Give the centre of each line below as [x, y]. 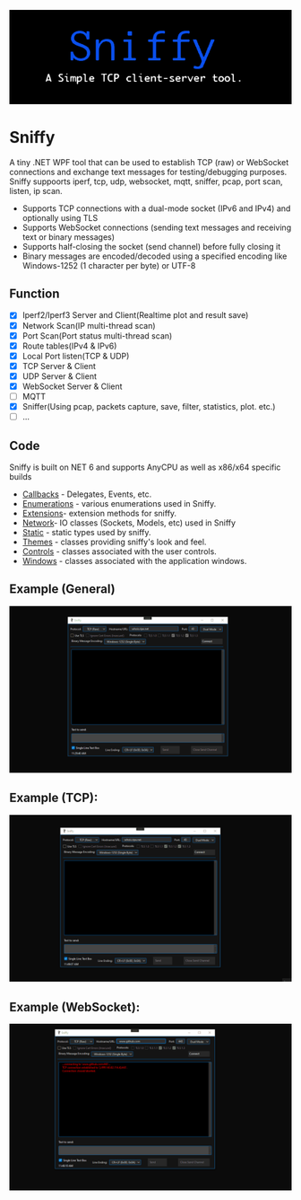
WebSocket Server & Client [72, 386]
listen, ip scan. [36, 190]
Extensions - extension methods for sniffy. [99, 513]
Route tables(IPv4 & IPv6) [69, 346]
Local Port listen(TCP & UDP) [76, 356]
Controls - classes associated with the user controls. [119, 551]
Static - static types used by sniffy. [86, 532]
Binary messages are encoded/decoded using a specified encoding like [155, 256]
